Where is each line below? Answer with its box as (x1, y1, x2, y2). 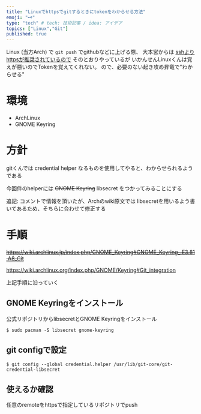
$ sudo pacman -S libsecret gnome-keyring (6, 327, 114, 333)
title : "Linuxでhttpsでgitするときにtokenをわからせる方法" (6, 8, 146, 15)
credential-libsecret (6, 367, 61, 373)
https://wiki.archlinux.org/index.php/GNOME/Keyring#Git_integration (6, 266, 176, 274)
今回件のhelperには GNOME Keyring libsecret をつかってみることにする (6, 185, 182, 192)
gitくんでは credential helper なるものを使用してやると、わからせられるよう (6, 164, 193, 172)
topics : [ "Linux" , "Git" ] (6, 25, 68, 32)
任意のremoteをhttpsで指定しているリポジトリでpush (6, 401, 138, 409)
